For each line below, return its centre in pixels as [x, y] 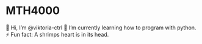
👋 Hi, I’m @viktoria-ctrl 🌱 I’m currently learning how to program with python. [101, 28]
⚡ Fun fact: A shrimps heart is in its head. [57, 34]
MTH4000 [33, 11]
